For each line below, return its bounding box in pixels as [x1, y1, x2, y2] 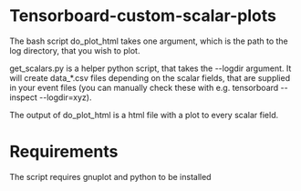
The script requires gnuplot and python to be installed [9, 171, 212, 182]
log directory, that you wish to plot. [9, 45, 140, 55]
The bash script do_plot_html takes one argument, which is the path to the [9, 35, 289, 46]
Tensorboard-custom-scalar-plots [9, 5, 276, 26]
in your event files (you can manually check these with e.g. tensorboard [9, 82, 279, 93]
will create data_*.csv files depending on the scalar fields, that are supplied [9, 72, 290, 83]
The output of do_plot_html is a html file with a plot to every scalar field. [9, 109, 279, 120]
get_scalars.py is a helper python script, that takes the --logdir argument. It [9, 63, 292, 74]
